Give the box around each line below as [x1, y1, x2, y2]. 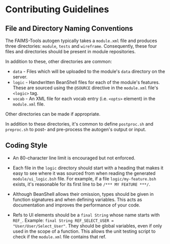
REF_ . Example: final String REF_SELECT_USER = [12, 217, 114, 223]
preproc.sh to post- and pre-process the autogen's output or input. [5, 127, 147, 132]
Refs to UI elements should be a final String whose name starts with [12, 212, 160, 218]
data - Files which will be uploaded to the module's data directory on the [12, 68, 165, 74]
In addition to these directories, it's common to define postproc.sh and [5, 121, 154, 127]
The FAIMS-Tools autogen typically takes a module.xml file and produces [5, 37, 157, 44]
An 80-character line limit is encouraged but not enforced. [12, 155, 135, 161]
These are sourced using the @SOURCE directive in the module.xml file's [12, 85, 158, 91]
